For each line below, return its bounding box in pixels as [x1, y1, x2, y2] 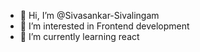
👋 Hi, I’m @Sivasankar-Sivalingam [19, 10, 160, 21]
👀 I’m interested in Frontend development [19, 20, 190, 32]
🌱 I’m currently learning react [19, 31, 140, 42]
